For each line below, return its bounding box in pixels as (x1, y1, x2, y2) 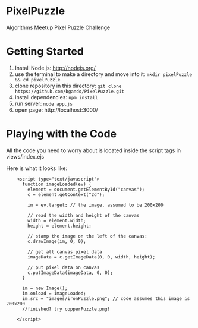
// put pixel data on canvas (27, 264, 100, 270)
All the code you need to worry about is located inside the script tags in (6, 147, 181, 154)
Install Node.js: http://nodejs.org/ (14, 64, 96, 71)
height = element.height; (27, 223, 92, 229)
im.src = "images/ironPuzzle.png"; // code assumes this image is (21, 295, 190, 301)
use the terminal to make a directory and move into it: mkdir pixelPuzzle (14, 70, 192, 78)
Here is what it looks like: (6, 165, 67, 172)
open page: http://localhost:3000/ (14, 106, 98, 113)
